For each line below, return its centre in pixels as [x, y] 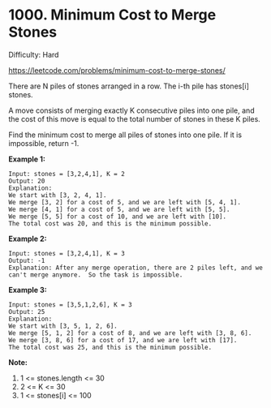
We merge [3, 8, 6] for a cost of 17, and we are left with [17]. [123, 340]
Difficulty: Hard [34, 54]
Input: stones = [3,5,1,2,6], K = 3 [70, 305]
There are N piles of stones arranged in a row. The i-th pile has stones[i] [129, 86]
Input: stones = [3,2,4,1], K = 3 [67, 253]
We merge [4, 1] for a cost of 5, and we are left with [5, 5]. [119, 209]
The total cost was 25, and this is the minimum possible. [110, 347]
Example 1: [27, 159]
